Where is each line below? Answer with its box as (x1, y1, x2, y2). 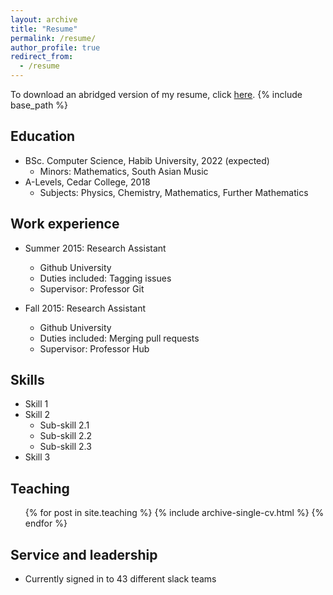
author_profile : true (10, 42, 101, 53)
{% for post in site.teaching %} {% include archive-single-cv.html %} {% (24, 507, 325, 519)
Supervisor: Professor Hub (39, 342, 150, 355)
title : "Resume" (10, 24, 78, 34)
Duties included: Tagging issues (39, 272, 172, 284)
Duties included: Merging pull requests (39, 332, 200, 344)
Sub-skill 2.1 (39, 419, 90, 431)
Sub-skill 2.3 (39, 441, 92, 453)
